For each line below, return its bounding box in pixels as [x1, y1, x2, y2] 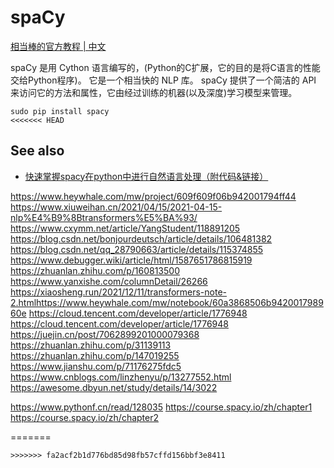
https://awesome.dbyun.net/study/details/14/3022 [10, 381, 218, 393]
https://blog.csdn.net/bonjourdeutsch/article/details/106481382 [10, 232, 273, 245]
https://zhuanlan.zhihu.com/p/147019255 [10, 349, 180, 361]
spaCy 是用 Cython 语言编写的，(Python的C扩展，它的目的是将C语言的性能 [10, 61, 321, 73]
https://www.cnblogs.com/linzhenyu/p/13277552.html [10, 371, 232, 383]
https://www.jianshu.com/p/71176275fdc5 [10, 360, 182, 372]
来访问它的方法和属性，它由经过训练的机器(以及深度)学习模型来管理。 [10, 86, 298, 98]
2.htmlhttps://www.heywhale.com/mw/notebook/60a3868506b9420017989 [10, 296, 324, 308]
